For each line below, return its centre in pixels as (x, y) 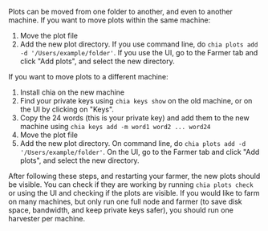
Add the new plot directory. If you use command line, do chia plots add (139, 44)
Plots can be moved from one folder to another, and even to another (120, 12)
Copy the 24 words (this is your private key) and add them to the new (135, 118)
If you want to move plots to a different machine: (88, 77)
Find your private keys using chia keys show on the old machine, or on (136, 101)
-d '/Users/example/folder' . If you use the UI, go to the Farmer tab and (139, 53)
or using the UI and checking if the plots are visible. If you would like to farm (134, 193)
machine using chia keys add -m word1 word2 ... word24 (115, 126)
